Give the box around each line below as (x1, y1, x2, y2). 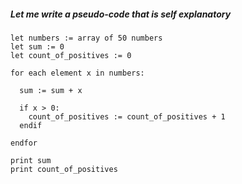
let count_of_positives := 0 (10, 50, 132, 60)
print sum (10, 155, 52, 165)
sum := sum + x (19, 85, 83, 95)
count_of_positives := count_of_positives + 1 (28, 111, 226, 122)
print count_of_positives (10, 164, 118, 174)
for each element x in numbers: (10, 68, 145, 78)
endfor (10, 138, 38, 148)
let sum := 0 (10, 41, 65, 52)
